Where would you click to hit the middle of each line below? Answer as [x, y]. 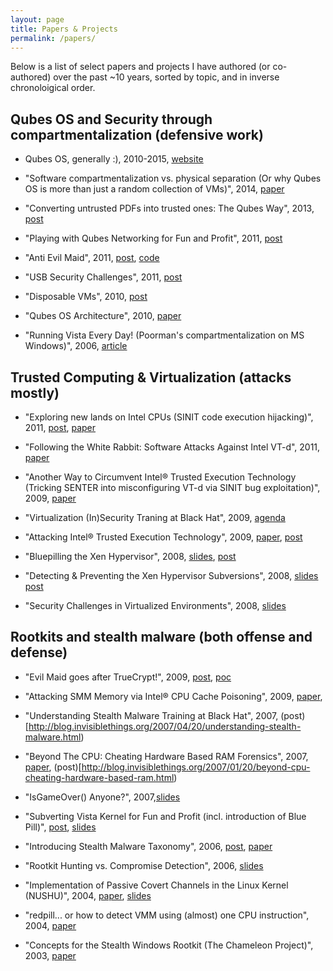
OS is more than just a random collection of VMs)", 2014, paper [154, 189]
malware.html [53, 737]
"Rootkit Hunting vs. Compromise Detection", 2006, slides [144, 865]
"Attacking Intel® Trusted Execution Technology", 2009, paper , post [163, 537]
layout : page [37, 19]
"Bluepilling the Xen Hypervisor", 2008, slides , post [130, 556]
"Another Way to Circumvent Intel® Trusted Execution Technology [160, 477]
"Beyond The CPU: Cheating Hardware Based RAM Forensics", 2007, [166, 756]
